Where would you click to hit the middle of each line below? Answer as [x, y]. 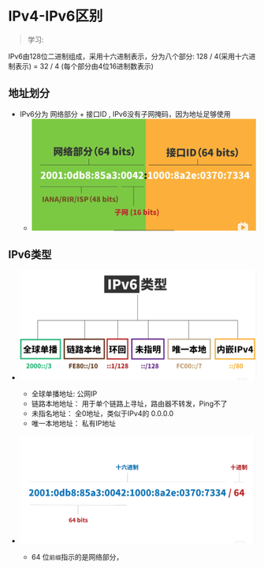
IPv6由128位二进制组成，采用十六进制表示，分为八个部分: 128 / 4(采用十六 [129, 56]
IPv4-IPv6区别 [56, 16]
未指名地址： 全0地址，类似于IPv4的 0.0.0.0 [102, 413]
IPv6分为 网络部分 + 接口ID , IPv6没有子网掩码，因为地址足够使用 [125, 114]
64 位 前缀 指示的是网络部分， [77, 556]
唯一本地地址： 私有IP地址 [74, 423]
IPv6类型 [30, 255]
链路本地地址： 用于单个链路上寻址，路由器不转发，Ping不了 [129, 403]
